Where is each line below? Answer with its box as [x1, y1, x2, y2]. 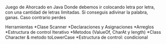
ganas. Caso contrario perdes [5, 15, 66, 20]
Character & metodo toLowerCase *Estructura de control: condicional [5, 34, 148, 40]
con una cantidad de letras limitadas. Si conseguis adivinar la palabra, [5, 9, 148, 15]
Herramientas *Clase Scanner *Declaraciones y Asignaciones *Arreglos [5, 24, 154, 30]
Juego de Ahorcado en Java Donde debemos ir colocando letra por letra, [5, 4, 155, 10]
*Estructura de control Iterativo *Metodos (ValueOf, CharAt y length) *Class [5, 29, 162, 35]
